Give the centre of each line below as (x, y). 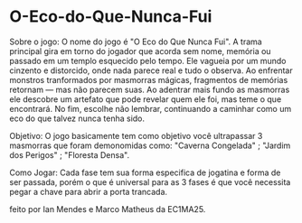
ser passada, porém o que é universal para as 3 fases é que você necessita (150, 181)
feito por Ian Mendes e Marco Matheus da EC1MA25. (108, 209)
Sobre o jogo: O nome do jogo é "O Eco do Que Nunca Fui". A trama (136, 42)
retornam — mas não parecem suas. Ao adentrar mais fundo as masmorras (150, 89)
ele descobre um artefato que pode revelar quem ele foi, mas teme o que (146, 99)
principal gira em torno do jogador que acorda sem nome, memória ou (140, 51)
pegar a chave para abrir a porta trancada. (89, 191)
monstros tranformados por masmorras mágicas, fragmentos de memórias (149, 79)
